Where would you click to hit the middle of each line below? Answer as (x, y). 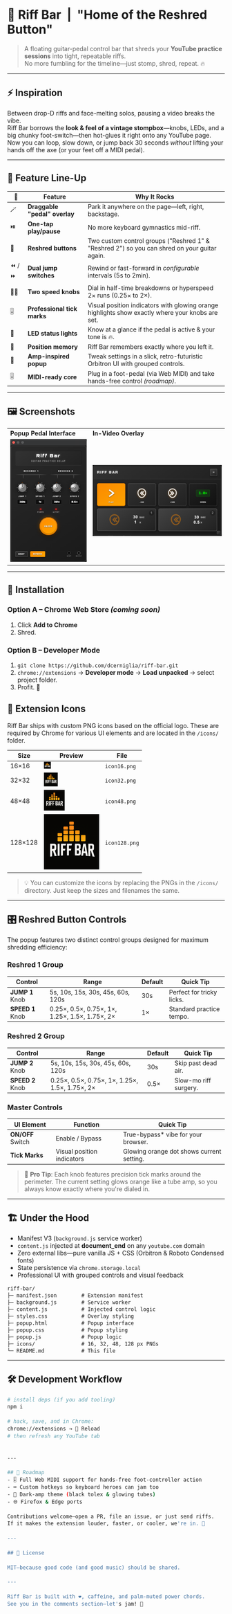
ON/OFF (22, 1134)
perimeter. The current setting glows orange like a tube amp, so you (120, 1181)
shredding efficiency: (37, 947)
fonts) (26, 1260)
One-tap (40, 224)
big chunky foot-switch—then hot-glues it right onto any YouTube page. (109, 135)
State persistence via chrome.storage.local (79, 1267)
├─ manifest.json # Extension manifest (75, 1295)
